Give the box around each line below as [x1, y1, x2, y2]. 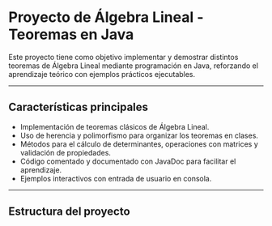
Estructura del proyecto [8, 205, 131, 219]
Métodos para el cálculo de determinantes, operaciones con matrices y [19, 139, 259, 149]
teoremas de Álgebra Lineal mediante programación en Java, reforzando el [8, 61, 259, 70]
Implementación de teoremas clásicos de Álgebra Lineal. [19, 122, 210, 131]
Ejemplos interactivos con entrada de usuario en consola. [19, 173, 212, 183]
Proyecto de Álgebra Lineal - [8, 8, 204, 27]
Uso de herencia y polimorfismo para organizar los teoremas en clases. [19, 130, 259, 140]
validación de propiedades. [19, 147, 112, 157]
